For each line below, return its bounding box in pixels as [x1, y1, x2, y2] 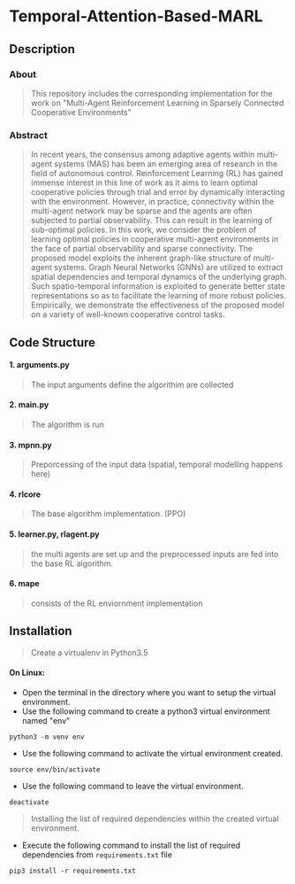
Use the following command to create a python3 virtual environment [21, 706, 271, 717]
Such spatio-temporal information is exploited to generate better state [30, 281, 285, 291]
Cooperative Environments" [30, 106, 132, 117]
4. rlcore [9, 489, 42, 500]
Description [9, 42, 75, 57]
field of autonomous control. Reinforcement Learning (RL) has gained [30, 168, 284, 179]
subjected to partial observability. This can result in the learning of [30, 215, 273, 226]
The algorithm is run [30, 419, 104, 430]
